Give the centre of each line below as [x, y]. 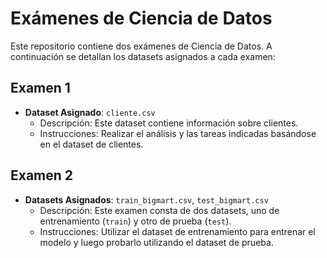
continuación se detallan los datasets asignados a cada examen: [143, 56]
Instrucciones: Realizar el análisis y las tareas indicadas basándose [178, 133]
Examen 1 [40, 88]
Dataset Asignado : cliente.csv [90, 112]
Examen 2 [42, 175]
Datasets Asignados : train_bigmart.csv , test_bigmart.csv [146, 199]
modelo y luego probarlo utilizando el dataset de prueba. [156, 242]
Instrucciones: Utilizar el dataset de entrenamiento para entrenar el [177, 231]
